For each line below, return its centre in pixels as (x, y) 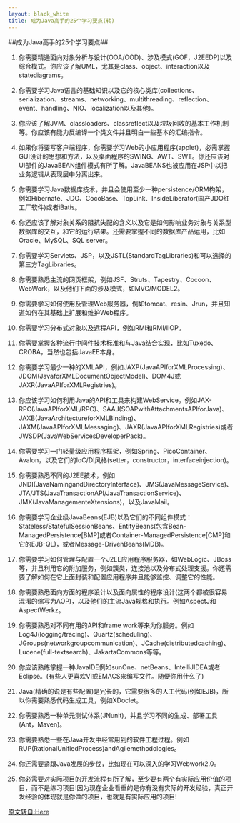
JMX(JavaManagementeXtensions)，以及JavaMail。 (96, 502)
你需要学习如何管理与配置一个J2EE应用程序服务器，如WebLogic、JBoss (125, 559)
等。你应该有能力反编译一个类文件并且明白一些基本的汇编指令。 (112, 132)
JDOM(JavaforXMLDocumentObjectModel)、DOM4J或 (100, 376)
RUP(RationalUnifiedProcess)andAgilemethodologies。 (99, 748)
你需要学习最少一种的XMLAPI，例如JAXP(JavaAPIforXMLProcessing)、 (124, 367)
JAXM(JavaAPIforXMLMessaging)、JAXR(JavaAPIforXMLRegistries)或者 (126, 427)
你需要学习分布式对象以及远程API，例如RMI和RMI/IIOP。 (101, 328)
